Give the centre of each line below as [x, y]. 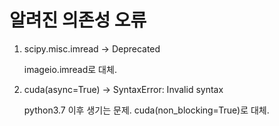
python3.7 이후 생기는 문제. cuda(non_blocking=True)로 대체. [146, 110]
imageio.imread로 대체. [70, 69]
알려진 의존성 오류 [78, 20]
